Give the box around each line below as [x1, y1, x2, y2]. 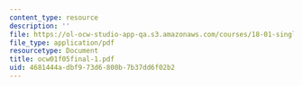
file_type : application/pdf [9, 38, 115, 47]
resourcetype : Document [9, 47, 99, 56]
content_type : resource [9, 13, 99, 22]
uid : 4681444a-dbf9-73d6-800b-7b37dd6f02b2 [9, 64, 176, 73]
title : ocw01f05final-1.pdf [9, 55, 115, 64]
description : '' [9, 21, 70, 30]
